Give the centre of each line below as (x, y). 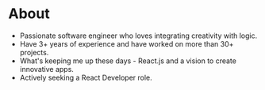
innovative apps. (46, 69)
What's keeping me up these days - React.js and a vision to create (128, 61)
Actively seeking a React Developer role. (86, 77)
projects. (34, 52)
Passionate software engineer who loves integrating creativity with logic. (138, 36)
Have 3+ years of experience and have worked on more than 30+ (127, 43)
